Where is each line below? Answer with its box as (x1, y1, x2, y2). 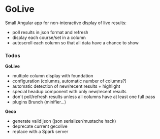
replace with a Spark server (12, 129, 69, 135)
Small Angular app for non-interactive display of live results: (5, 20, 127, 26)
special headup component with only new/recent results (12, 89, 127, 95)
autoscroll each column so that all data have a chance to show (12, 39, 139, 45)
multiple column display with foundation (12, 73, 94, 79)
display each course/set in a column (12, 35, 86, 40)
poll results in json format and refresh (12, 29, 89, 35)
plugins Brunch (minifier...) (12, 99, 66, 105)
